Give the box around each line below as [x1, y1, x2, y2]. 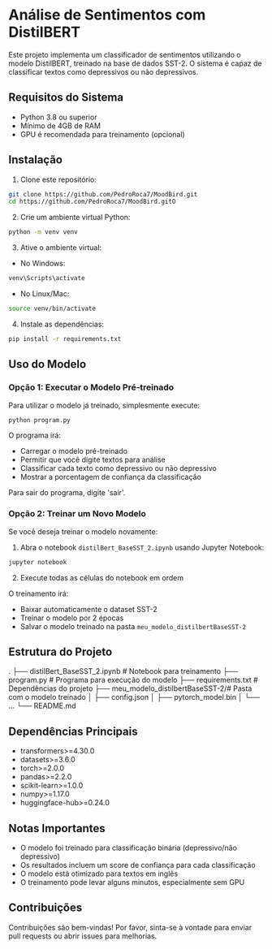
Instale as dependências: [19, 319, 104, 329]
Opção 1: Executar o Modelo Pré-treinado [8, 382, 175, 393]
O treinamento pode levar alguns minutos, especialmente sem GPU [19, 877, 245, 886]
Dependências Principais [8, 724, 138, 738]
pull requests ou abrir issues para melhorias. [8, 931, 158, 941]
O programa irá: [8, 430, 61, 440]
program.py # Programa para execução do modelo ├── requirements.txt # [8, 675, 258, 685]
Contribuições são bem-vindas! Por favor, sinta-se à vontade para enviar [8, 922, 253, 932]
